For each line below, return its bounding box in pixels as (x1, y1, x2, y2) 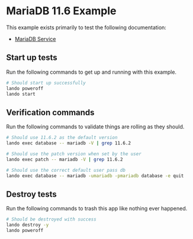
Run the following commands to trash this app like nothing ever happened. (6, 205, 188, 212)
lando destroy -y (6, 222, 49, 228)
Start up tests (6, 52, 57, 63)
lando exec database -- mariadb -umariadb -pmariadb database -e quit (6, 172, 184, 179)
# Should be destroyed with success (6, 216, 96, 222)
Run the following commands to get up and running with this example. (6, 68, 176, 76)
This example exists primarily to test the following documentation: (6, 24, 167, 31)
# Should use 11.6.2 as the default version (6, 135, 118, 141)
